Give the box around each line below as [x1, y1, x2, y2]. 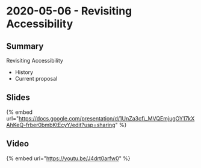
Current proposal [14, 75, 58, 82]
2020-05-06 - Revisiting [6, 4, 132, 18]
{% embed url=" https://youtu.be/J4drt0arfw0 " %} [6, 155, 131, 162]
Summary [6, 41, 44, 51]
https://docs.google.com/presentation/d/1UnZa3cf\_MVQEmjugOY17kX [18, 114, 195, 122]
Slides [6, 92, 30, 103]
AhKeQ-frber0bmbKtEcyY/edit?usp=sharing [6, 121, 116, 128]
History [14, 69, 34, 76]
